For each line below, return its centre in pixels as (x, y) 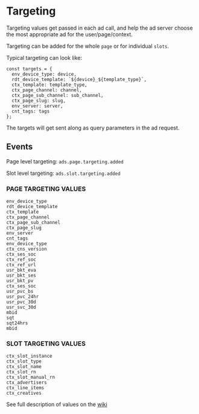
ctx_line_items (25, 388)
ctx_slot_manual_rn (31, 377)
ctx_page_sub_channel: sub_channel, (58, 95)
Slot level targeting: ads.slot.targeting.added (63, 173)
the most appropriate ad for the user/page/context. (69, 34)
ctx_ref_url (21, 265)
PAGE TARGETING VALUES (46, 189)
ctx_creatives (24, 393)
